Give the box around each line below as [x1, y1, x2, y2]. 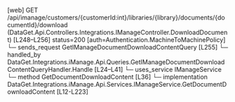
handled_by [7, 50, 41, 59]
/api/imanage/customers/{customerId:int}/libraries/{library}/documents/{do [7, 13, 226, 22]
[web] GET [7, 6, 39, 14]
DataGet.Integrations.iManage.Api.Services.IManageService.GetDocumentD [7, 80, 227, 88]
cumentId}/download [7, 21, 68, 29]
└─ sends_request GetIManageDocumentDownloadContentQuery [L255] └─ [7, 43, 229, 51]
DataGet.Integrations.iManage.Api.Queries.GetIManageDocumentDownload [7, 58, 225, 66]
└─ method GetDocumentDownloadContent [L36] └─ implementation [7, 73, 208, 81]
